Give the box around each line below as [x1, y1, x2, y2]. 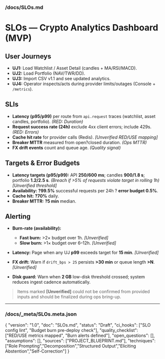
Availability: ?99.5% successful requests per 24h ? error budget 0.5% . [12, 187, 159, 193]
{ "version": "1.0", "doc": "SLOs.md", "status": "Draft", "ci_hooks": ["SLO [5, 322, 151, 328]
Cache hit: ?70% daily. [12, 193, 59, 199]
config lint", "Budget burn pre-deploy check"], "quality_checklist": [5, 327, 138, 333]
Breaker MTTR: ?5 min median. [12, 198, 77, 204]
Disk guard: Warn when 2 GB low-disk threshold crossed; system [12, 274, 145, 280]
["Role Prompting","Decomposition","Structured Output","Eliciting [5, 343, 137, 349]
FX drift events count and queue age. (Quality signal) [12, 145, 121, 150]
